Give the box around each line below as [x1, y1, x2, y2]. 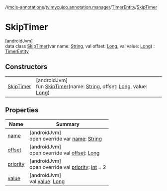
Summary [56, 121, 80, 128]
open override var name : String [29, 135, 102, 142]
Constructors [5, 63, 48, 71]
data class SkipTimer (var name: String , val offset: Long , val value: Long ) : [5, 43, 155, 49]
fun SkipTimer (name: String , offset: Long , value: [36, 83, 148, 90]
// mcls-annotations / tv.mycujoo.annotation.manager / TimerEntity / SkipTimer [5, 4, 158, 10]
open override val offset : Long [29, 149, 100, 156]
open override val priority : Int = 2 [29, 163, 106, 170]
